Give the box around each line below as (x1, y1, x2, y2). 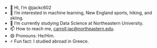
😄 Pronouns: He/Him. (9, 33, 55, 39)
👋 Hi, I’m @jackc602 (9, 5, 52, 10)
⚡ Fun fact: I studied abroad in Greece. (9, 38, 89, 44)
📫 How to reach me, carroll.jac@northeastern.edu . (9, 26, 115, 31)
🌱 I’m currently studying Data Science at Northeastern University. (9, 20, 144, 26)
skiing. (9, 15, 24, 21)
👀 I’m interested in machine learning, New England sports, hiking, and (9, 10, 153, 16)
